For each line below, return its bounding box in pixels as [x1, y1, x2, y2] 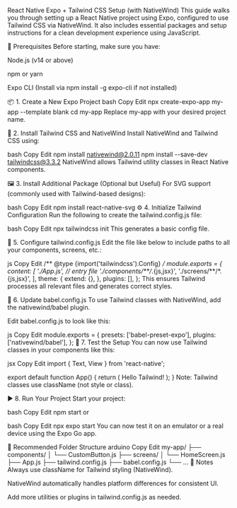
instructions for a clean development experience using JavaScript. [7, 28, 201, 37]
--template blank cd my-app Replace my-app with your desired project [20, 108, 226, 116]
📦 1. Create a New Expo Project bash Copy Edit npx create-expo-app [7, 98, 211, 105]
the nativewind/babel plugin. [7, 304, 91, 311]
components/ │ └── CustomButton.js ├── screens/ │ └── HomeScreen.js [7, 451, 226, 458]
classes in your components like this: [7, 346, 115, 354]
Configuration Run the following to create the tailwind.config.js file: [7, 211, 202, 219]
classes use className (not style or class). [7, 381, 134, 388]
